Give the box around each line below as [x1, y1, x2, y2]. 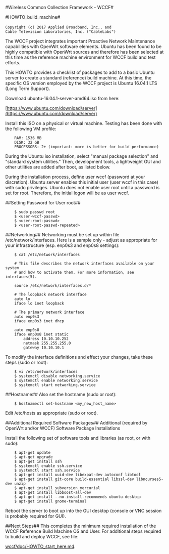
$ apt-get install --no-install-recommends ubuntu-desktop [14, 494, 141, 499]
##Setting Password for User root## [5, 200, 81, 205]
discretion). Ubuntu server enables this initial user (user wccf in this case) [5, 179, 159, 185]
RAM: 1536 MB [14, 136, 42, 141]
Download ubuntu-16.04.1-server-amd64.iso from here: [5, 96, 120, 101]
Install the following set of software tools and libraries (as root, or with [5, 435, 150, 441]
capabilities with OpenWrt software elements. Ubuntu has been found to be [5, 44, 162, 50]
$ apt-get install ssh [14, 459, 62, 464]
